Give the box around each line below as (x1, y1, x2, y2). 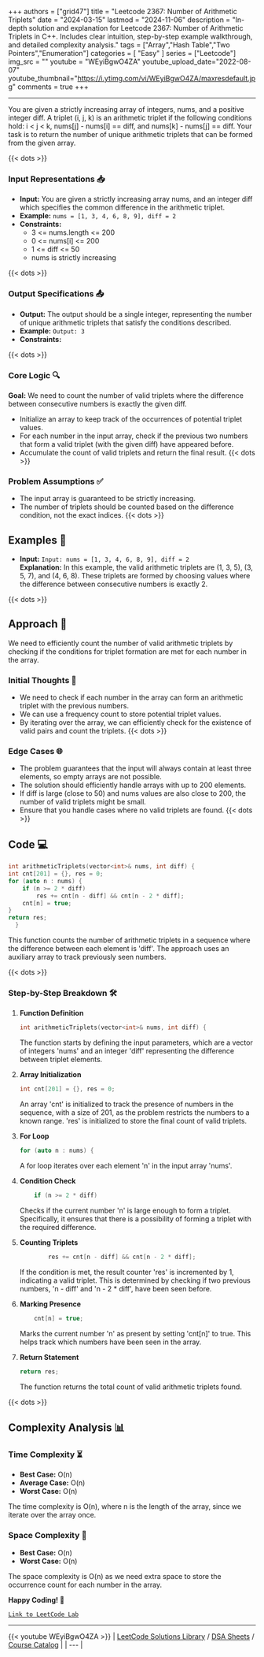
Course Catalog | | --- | (8, 1640, 83, 1649)
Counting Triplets (19, 1237, 79, 1247)
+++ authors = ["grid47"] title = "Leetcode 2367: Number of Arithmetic (8, 7, 237, 16)
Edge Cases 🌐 (8, 746, 63, 757)
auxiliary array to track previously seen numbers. (8, 953, 167, 962)
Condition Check (19, 1176, 76, 1186)
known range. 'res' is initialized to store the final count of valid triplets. (19, 1116, 247, 1126)
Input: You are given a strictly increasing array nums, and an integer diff (19, 195, 253, 204)
